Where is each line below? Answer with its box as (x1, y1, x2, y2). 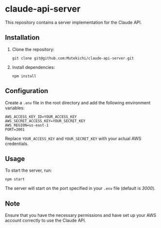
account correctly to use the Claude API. (5, 217, 86, 224)
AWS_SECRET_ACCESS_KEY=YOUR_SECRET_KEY (5, 118, 86, 123)
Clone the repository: (12, 46, 55, 52)
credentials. (5, 141, 29, 147)
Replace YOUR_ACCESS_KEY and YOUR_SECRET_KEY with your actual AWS (5, 135, 142, 141)
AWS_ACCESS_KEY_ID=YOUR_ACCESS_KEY (5, 114, 77, 119)
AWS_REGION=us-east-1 (5, 123, 49, 128)
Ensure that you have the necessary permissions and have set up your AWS (5, 212, 157, 218)
